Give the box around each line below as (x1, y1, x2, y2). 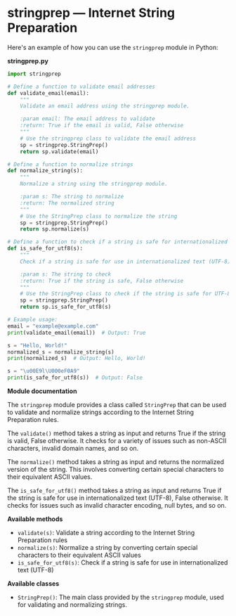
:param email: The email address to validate (20, 115, 156, 122)
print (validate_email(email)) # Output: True (7, 329, 146, 336)
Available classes (7, 579, 60, 588)
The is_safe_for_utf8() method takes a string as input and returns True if (7, 487, 222, 495)
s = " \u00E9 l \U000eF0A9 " (7, 368, 80, 375)
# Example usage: (7, 316, 58, 323)
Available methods (7, 515, 63, 523)
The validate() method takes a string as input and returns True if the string (7, 429, 226, 437)
